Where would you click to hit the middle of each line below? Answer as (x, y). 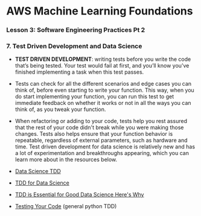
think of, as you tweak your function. (60, 109)
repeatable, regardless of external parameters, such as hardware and (101, 141)
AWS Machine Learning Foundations (100, 11)
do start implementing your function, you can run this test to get (94, 97)
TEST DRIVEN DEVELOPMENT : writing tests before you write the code (103, 59)
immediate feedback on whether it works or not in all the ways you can (103, 103)
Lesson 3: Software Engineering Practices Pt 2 (76, 30)
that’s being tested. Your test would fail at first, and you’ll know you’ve (102, 66)
